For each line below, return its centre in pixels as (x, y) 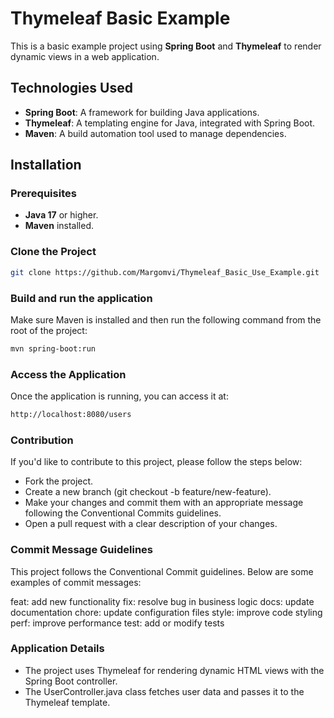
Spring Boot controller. (71, 681)
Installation (46, 165)
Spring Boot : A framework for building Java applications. (142, 112)
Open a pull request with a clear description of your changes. (151, 524)
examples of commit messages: (76, 582)
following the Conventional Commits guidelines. (123, 513)
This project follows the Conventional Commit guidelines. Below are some (162, 571)
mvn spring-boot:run (53, 348)
